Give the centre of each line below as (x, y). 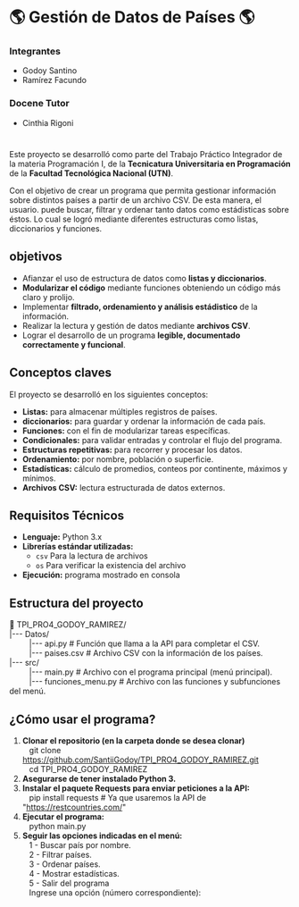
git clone (45, 751)
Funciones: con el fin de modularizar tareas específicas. (126, 431)
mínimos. (39, 478)
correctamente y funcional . (74, 344)
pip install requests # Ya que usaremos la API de (118, 798)
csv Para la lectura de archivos (92, 556)
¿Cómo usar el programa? (83, 719)
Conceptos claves (61, 373)
